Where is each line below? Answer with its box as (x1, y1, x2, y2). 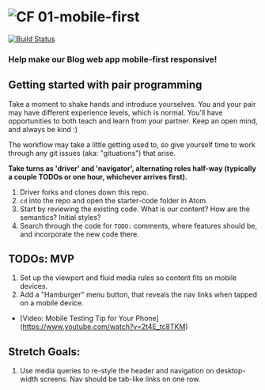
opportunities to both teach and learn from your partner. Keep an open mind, (8, 115, 259, 126)
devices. (19, 282, 48, 291)
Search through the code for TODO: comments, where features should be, (19, 221, 258, 230)
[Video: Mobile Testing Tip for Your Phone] (19, 313, 160, 324)
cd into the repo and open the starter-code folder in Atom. (19, 195, 208, 205)
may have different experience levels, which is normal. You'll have (8, 108, 223, 117)
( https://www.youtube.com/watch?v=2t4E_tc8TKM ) (19, 322, 188, 331)
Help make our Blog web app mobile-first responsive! (8, 54, 218, 65)
